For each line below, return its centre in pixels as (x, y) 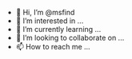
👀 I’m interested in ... (50, 21)
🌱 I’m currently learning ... (58, 29)
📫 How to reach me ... (53, 47)
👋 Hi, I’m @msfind (45, 12)
